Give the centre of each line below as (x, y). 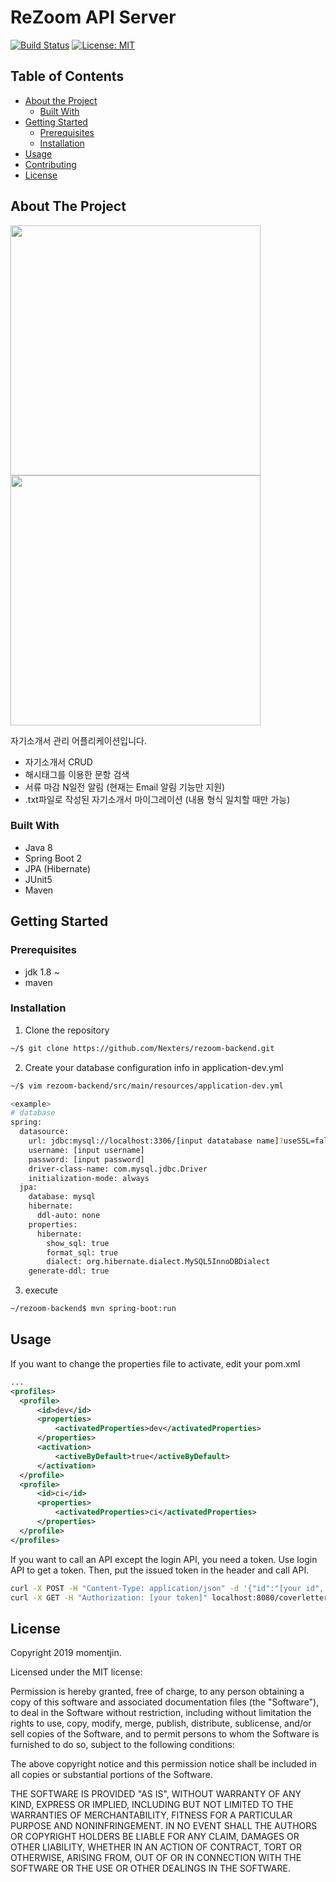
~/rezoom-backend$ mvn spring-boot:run (93, 1309)
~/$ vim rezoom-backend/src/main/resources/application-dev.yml (147, 1086)
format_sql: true (82, 1252)
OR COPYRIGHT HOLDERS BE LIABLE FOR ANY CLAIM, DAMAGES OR (155, 1837)
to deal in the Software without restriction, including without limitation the (161, 1713)
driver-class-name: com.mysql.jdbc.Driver (118, 1169)
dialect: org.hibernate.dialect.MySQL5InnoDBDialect (158, 1262)
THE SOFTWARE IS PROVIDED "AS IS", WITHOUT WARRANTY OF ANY (156, 1794)
